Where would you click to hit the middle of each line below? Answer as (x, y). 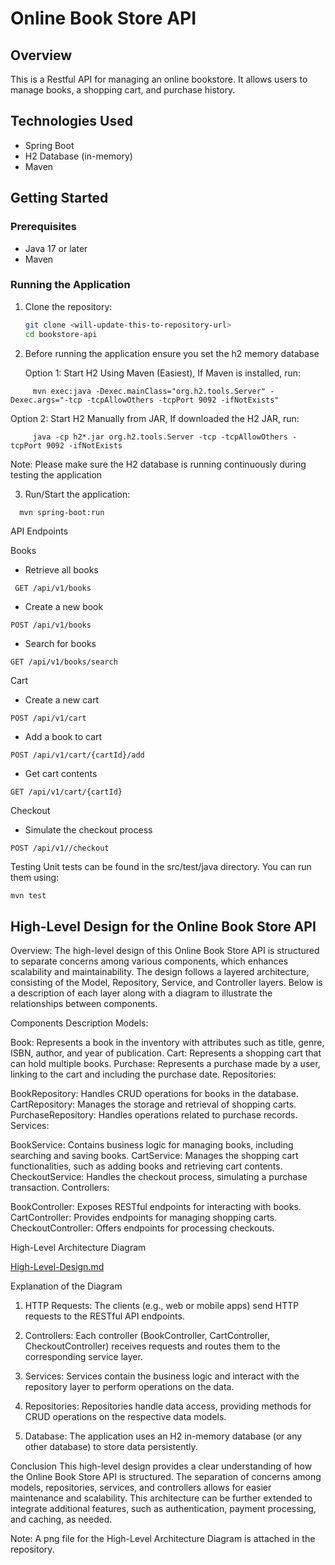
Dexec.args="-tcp (46, 400)
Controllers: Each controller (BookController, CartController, (147, 1336)
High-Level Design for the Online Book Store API (163, 926)
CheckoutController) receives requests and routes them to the (152, 1346)
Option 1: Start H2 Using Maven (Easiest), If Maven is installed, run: (163, 373)
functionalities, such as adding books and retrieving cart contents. (146, 1166)
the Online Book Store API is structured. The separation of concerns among (166, 1477)
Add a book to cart (63, 737)
